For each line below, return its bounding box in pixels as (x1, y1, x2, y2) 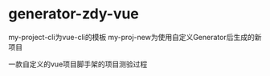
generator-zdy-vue (8, 5, 139, 23)
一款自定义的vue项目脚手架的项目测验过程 (8, 59, 148, 69)
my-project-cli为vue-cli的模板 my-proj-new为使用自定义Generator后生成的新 (8, 32, 262, 42)
